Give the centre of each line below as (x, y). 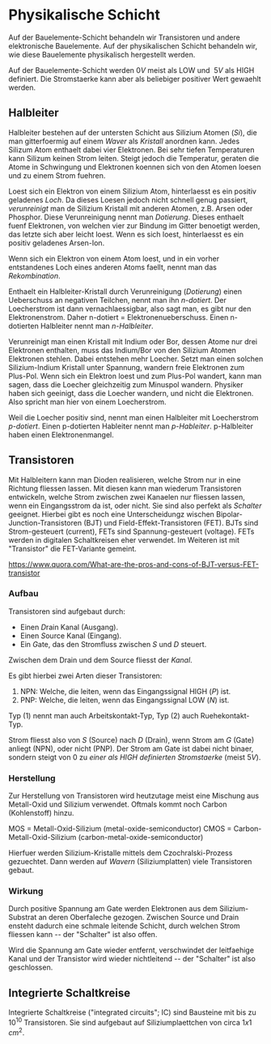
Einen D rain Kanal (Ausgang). (69, 627)
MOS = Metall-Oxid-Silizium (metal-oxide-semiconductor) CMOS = (120, 829)
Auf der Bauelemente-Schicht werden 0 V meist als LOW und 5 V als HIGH (131, 70)
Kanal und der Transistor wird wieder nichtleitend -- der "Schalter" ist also (132, 959)
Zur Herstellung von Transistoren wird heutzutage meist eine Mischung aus (134, 796)
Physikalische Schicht (84, 15)
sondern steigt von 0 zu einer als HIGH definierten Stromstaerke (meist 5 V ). (135, 757)
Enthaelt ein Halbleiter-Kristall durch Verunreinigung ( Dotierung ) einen (125, 291)
